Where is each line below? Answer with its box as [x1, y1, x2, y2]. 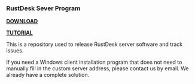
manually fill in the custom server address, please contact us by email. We [6, 65, 190, 72]
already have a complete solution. [6, 71, 90, 79]
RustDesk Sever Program [6, 4, 81, 13]
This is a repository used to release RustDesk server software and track [6, 41, 183, 48]
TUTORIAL [6, 29, 33, 36]
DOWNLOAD [6, 18, 38, 25]
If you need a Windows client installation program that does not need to [6, 58, 182, 66]
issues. [6, 47, 24, 54]
